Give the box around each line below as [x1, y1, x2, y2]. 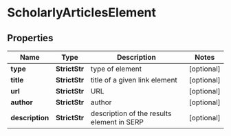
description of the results [90, 109, 172, 118]
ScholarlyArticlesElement [7, 5, 157, 21]
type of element [90, 64, 142, 73]
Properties [7, 32, 54, 44]
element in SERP [90, 117, 144, 126]
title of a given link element [90, 76, 177, 84]
